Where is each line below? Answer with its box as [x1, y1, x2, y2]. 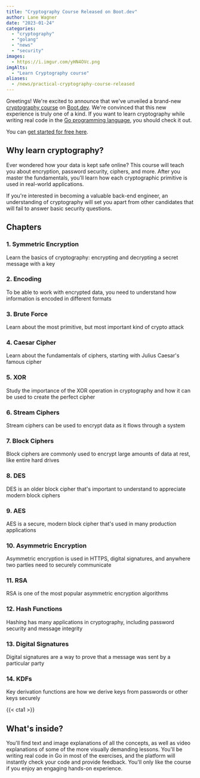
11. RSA [6, 576, 28, 585]
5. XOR [6, 373, 27, 382]
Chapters [6, 222, 42, 232]
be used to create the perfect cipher [6, 393, 96, 400]
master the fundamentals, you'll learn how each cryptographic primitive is [6, 174, 188, 181]
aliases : [6, 75, 28, 81]
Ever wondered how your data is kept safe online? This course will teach [6, 161, 184, 168]
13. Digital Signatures [6, 640, 69, 648]
